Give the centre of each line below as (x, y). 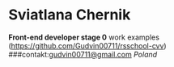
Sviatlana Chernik (70, 15)
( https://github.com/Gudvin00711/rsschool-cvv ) (88, 45)
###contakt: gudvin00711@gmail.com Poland (83, 54)
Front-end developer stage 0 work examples (84, 37)
